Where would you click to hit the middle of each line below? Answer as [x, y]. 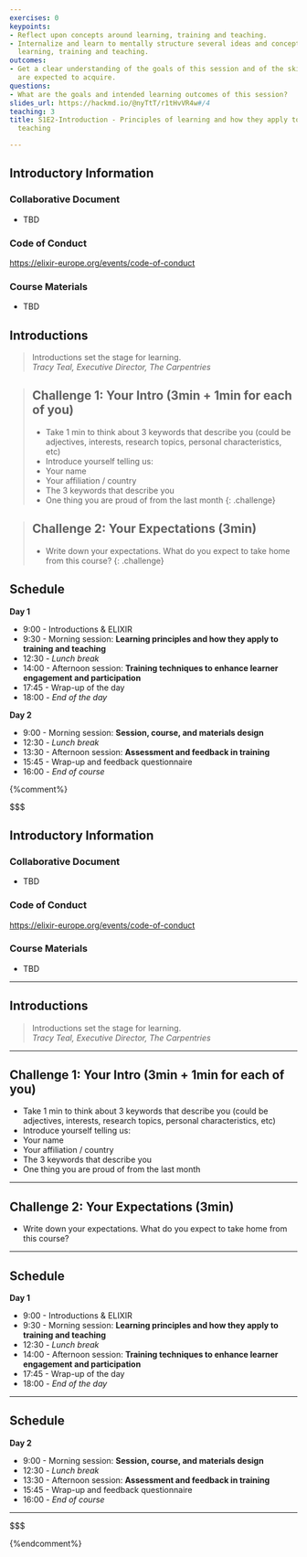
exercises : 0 [34, 18]
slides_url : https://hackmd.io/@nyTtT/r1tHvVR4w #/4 [110, 103]
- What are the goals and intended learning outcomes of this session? [148, 94]
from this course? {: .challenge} [105, 560]
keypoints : [30, 27]
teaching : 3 [32, 112]
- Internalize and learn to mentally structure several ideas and [138, 43]
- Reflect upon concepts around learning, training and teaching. [138, 35]
